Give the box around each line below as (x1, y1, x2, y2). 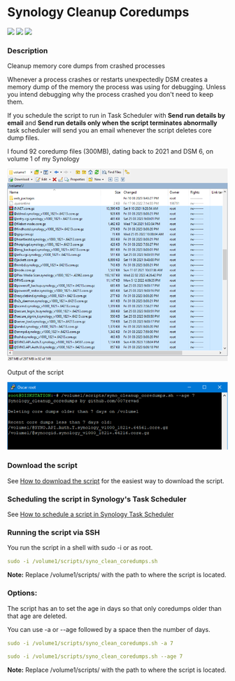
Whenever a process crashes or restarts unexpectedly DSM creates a (7, 75, 208, 84)
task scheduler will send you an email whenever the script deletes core (7, 126, 212, 135)
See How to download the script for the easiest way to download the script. (7, 476, 225, 485)
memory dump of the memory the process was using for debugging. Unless (7, 83, 226, 91)
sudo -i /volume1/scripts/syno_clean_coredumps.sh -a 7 (7, 640, 173, 647)
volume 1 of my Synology (7, 155, 80, 163)
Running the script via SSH (7, 527, 100, 537)
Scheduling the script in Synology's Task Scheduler (7, 494, 187, 504)
